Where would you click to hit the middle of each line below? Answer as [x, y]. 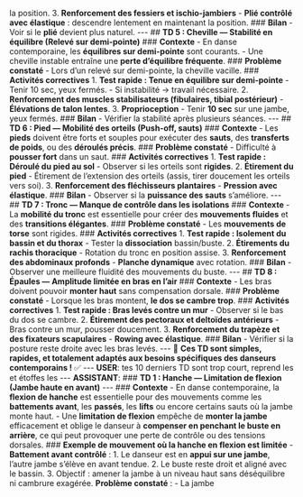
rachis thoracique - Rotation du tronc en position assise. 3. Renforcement [148, 253]
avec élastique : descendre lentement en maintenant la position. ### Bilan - [151, 23]
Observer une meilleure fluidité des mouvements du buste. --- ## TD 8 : [143, 272]
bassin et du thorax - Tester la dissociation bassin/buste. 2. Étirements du [150, 243]
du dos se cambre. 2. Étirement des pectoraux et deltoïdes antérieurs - [144, 320]
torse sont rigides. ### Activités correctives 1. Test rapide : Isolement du [148, 233]
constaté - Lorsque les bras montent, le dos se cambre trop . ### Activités [150, 300]
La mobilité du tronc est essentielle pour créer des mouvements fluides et [149, 214]
